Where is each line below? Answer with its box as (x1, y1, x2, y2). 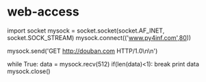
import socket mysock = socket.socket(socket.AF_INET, (7, 26, 165, 35)
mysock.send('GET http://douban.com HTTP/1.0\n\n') (7, 47, 158, 55)
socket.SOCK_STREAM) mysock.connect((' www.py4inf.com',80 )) (7, 33, 192, 41)
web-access (7, 4, 80, 20)
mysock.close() (7, 67, 51, 75)
